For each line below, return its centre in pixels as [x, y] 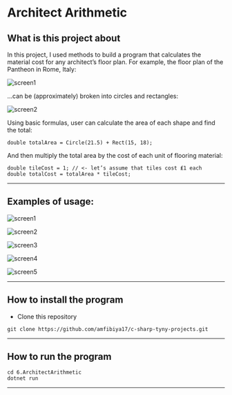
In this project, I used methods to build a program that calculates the [104, 54]
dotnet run [23, 378]
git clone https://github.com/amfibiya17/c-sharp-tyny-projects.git [108, 329]
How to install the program [65, 300]
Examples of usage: [51, 202]
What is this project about [64, 38]
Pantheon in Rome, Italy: [42, 69]
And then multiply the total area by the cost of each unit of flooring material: [115, 155]
